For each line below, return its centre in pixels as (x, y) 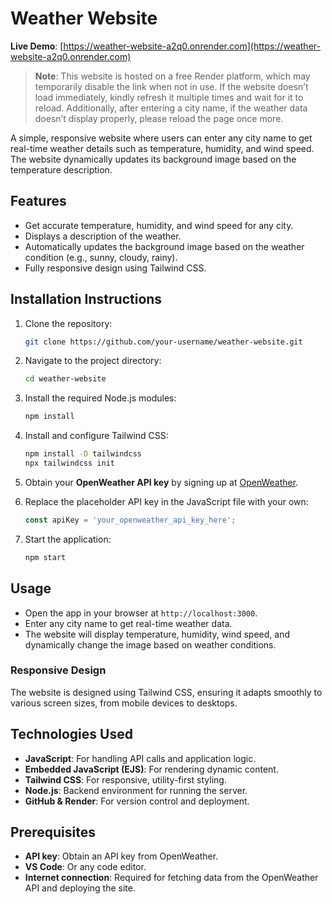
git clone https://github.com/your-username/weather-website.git (163, 342)
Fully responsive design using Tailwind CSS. (115, 268)
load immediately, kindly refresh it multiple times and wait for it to (169, 97)
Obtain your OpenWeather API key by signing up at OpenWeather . (161, 482)
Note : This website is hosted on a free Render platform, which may (172, 76)
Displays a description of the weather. (103, 236)
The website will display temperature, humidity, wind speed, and (157, 634)
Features (38, 201)
